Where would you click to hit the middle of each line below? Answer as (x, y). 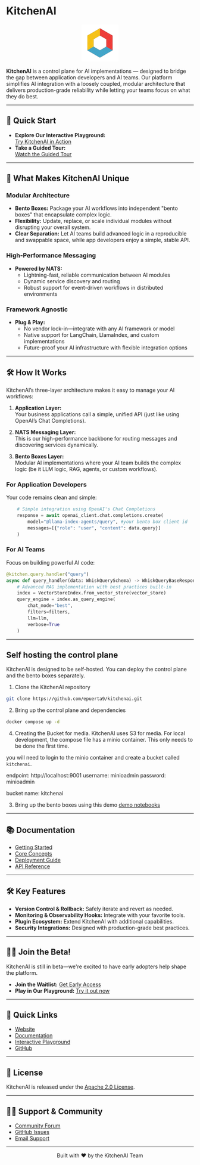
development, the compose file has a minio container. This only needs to (104, 740)
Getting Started (33, 847)
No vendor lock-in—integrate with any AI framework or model (99, 329)
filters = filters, (49, 612)
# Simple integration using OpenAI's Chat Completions (86, 509)
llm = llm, (38, 618)
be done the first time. (42, 746)
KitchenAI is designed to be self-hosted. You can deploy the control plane (97, 670)
